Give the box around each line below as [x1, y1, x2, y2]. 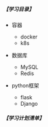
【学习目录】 [3, 5, 34, 12]
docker [20, 33, 38, 40]
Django [20, 100, 38, 107]
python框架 [11, 82, 39, 89]
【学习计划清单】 [3, 114, 44, 121]
